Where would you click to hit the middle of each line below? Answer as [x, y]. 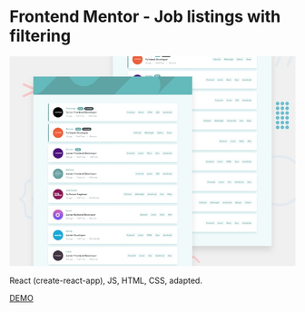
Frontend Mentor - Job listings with [145, 17]
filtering [40, 36]
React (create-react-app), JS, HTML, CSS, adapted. [106, 280]
